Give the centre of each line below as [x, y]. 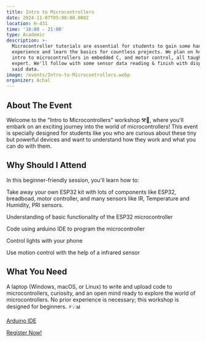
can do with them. [29, 146]
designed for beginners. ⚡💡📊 [44, 306]
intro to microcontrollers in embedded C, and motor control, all [98, 58]
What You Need [37, 272]
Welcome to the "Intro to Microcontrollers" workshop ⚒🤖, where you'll [95, 120]
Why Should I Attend [47, 165]
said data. [26, 69]
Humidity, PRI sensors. [35, 205]
